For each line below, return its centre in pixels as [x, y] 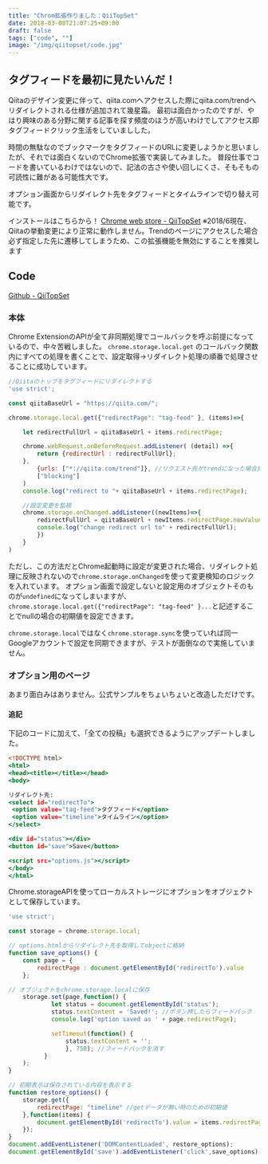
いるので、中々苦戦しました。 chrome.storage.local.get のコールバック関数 [134, 347]
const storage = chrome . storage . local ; [75, 931]
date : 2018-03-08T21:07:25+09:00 [64, 23]
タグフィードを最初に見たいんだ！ [92, 79]
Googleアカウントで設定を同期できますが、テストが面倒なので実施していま [132, 643]
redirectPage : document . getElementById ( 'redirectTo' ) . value [141, 968]
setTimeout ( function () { [92, 1033]
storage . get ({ [46, 1100]
